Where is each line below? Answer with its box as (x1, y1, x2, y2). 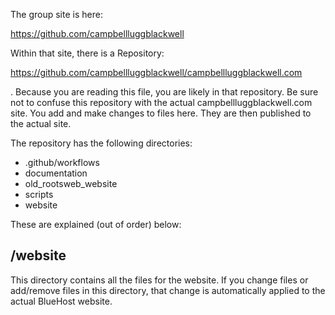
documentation (24, 167, 88, 179)
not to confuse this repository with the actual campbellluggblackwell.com (10, 97, 313, 108)
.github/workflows (24, 157, 100, 168)
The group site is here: (10, 9, 103, 20)
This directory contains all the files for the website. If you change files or (10, 274, 309, 286)
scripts (24, 189, 54, 200)
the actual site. (10, 118, 72, 129)
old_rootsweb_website (24, 178, 118, 189)
